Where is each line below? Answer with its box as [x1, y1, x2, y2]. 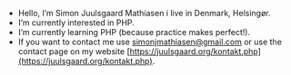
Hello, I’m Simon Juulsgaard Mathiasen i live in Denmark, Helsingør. [17, 8, 271, 18]
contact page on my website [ [17, 46, 130, 57]
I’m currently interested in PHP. [17, 17, 135, 28]
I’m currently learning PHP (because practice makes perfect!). [17, 27, 251, 37]
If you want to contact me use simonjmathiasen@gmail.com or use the [17, 36, 282, 47]
